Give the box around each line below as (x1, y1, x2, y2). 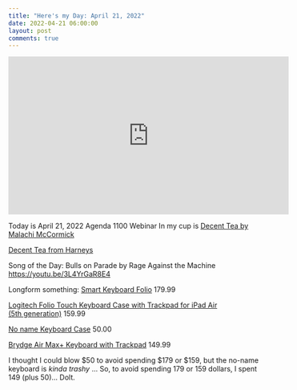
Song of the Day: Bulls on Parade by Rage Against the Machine (8, 261, 216, 270)
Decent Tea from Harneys (8, 246, 94, 255)
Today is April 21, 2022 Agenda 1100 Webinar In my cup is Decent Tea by (8, 221, 249, 231)
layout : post (8, 26, 52, 35)
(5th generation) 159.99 (8, 309, 86, 319)
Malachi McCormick (8, 230, 74, 239)
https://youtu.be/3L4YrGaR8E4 (8, 270, 110, 279)
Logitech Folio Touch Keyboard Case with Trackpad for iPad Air (8, 300, 218, 310)
